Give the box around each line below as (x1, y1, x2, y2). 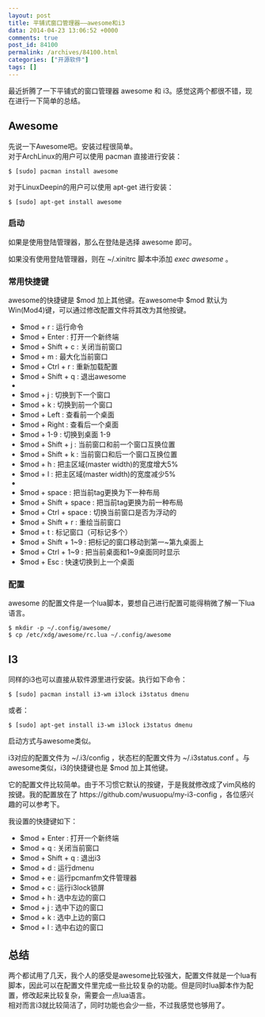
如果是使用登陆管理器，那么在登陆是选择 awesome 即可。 (8, 237, 196, 247)
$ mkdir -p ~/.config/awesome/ (8, 624, 112, 632)
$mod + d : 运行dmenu (19, 863, 95, 873)
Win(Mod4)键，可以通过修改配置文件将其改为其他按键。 (8, 305, 191, 315)
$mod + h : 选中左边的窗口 (19, 893, 107, 903)
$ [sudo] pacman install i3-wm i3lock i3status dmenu (8, 691, 190, 699)
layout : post (8, 11, 51, 20)
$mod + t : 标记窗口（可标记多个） (19, 528, 132, 537)
